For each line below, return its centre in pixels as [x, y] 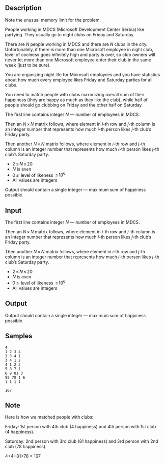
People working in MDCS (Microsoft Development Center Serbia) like [75, 29]
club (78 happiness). [26, 447]
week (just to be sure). [28, 65]
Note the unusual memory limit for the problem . [53, 20]
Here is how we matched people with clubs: [49, 417]
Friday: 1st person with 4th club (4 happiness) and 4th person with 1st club [81, 427]
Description [23, 8]
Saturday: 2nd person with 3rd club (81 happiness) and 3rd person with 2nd [82, 441]
